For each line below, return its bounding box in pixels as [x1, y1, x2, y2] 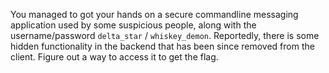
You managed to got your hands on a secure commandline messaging [10, 9, 299, 20]
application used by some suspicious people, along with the [10, 19, 257, 31]
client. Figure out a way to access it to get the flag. [10, 51, 219, 63]
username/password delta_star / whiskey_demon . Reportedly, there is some [10, 30, 320, 41]
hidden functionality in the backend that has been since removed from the [10, 40, 315, 52]
